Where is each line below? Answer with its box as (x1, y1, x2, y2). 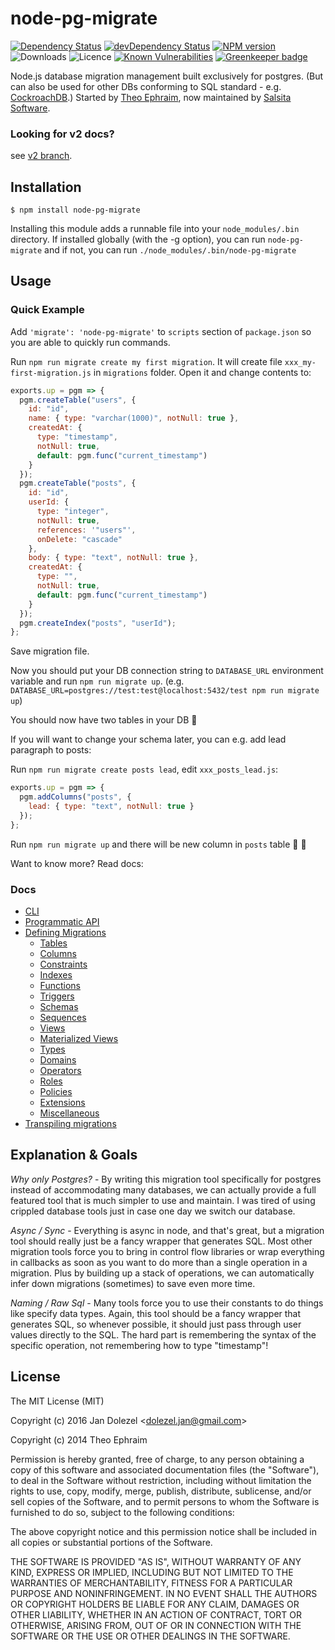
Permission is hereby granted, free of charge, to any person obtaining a (10, 1453, 305, 1465)
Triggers (39, 990, 75, 1002)
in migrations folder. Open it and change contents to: (93, 366, 312, 378)
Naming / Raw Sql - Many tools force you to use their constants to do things (10, 1297, 324, 1309)
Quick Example (10, 303, 85, 317)
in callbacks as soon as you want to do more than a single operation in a (10, 1256, 308, 1268)
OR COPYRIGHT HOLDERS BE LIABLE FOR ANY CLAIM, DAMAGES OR (10, 1598, 300, 1610)
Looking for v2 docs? (10, 127, 115, 141)
